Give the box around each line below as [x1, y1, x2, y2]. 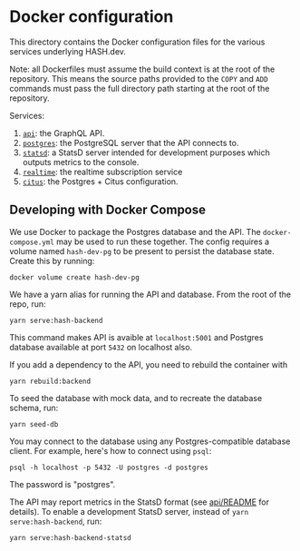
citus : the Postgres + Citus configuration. [22, 175, 179, 187]
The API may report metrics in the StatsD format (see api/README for [9, 497, 270, 507]
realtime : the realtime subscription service [22, 166, 183, 177]
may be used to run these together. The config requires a [55, 236, 270, 247]
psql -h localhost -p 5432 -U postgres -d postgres [9, 463, 208, 472]
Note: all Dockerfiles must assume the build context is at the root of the [9, 64, 276, 74]
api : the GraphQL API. [22, 127, 105, 138]
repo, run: [9, 298, 46, 310]
